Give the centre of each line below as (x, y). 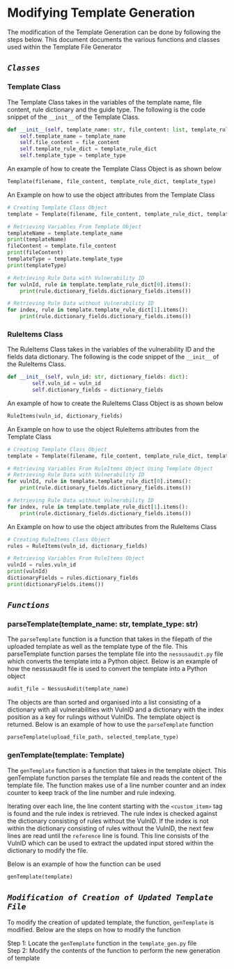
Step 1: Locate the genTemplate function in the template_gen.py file (102, 943)
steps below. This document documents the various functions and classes (114, 39)
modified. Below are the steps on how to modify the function (94, 930)
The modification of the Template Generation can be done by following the (114, 32)
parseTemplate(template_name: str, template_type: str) (103, 624)
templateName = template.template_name (65, 233)
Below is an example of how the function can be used (84, 864)
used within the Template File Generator (64, 47)
